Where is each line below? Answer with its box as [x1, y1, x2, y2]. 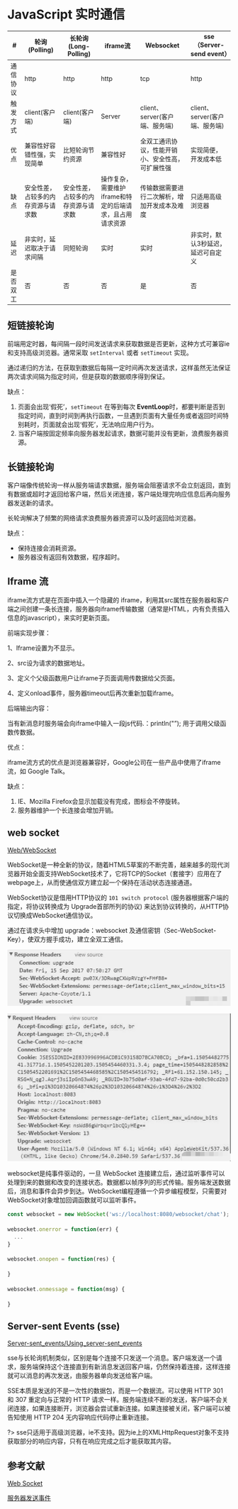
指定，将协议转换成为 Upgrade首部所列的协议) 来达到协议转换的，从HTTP [7, 902, 223, 910]
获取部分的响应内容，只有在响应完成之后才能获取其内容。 [7, 1437, 175, 1446]
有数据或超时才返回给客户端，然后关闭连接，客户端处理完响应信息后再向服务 [7, 490, 231, 499]
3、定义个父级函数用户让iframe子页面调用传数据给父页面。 [7, 673, 179, 682]
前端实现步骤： [7, 629, 51, 637]
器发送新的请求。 [7, 499, 57, 507]
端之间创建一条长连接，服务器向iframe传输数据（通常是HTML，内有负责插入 [7, 604, 230, 613]
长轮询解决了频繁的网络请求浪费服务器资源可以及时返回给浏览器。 [7, 514, 200, 522]
